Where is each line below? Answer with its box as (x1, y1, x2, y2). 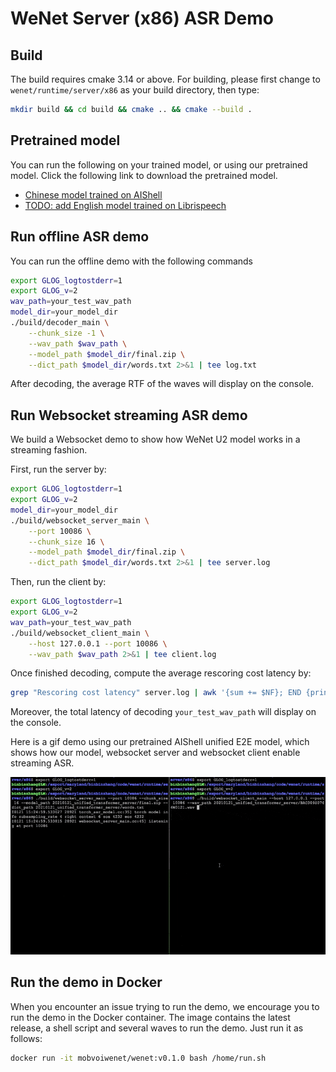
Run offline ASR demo (10, 228, 150, 246)
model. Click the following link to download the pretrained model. (10, 169, 278, 181)
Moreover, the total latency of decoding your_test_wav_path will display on (10, 706, 317, 718)
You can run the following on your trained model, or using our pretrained (10, 158, 308, 171)
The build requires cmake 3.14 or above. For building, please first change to (10, 73, 321, 85)
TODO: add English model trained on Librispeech (24, 199, 227, 211)
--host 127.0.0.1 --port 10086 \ (28, 638, 168, 649)
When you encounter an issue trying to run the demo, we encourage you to (10, 1000, 320, 1012)
